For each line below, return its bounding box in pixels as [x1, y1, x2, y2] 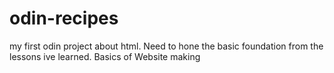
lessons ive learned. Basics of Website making [9, 50, 201, 62]
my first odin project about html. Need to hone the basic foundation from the [9, 40, 324, 52]
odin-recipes [9, 7, 119, 30]
